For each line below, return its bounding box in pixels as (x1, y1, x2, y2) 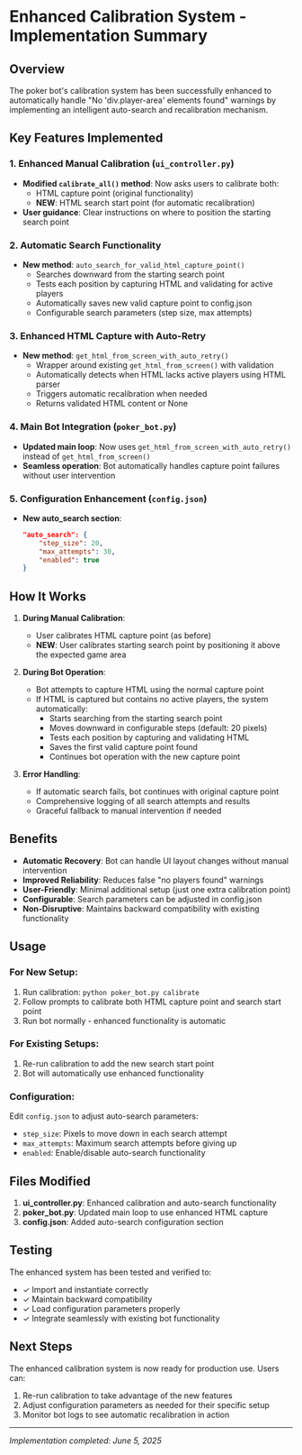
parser (35, 379, 61, 389)
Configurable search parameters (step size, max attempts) (35, 307, 253, 317)
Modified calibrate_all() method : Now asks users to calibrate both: (22, 178, 280, 188)
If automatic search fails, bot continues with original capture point (35, 786, 280, 797)
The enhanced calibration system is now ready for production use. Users (9, 1363, 280, 1374)
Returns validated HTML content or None (35, 398, 189, 409)
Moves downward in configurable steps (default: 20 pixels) (49, 723, 268, 734)
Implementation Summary (9, 25, 209, 46)
